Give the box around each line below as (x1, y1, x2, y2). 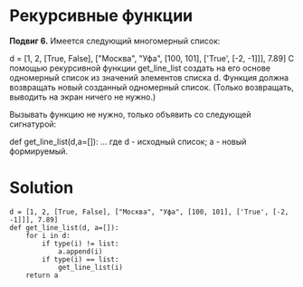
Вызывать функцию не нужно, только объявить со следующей (9, 109, 251, 120)
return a (25, 271, 59, 280)
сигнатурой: (9, 119, 57, 129)
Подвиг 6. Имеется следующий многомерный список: (9, 35, 221, 46)
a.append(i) (57, 246, 103, 256)
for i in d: (25, 231, 71, 240)
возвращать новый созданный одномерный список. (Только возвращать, (9, 81, 294, 92)
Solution (9, 177, 74, 198)
